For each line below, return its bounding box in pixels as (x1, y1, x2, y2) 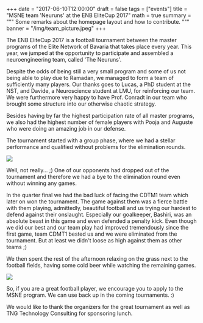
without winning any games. (6, 180, 77, 187)
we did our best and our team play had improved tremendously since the (6, 224, 189, 231)
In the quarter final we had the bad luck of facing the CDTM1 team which (6, 192, 189, 198)
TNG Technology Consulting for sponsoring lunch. (6, 310, 133, 317)
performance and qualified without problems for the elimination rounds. (6, 143, 186, 150)
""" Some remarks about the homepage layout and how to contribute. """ (6, 18, 190, 25)
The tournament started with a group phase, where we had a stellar (6, 137, 176, 144)
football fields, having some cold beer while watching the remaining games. (6, 262, 196, 269)
